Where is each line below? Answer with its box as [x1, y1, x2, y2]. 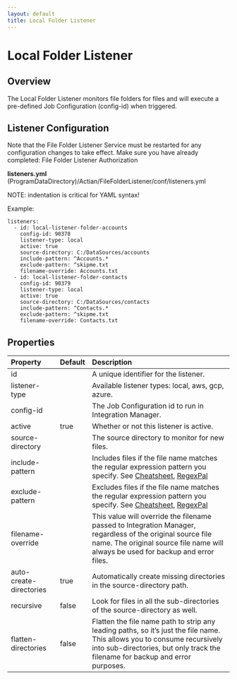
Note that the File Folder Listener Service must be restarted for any [7, 141, 202, 149]
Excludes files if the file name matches [92, 482, 220, 492]
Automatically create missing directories [92, 572, 226, 582]
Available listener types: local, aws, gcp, [92, 381, 224, 391]
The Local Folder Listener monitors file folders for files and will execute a [7, 94, 219, 102]
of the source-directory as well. [92, 605, 197, 615]
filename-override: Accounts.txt [20, 268, 119, 275]
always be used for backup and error [92, 547, 214, 557]
